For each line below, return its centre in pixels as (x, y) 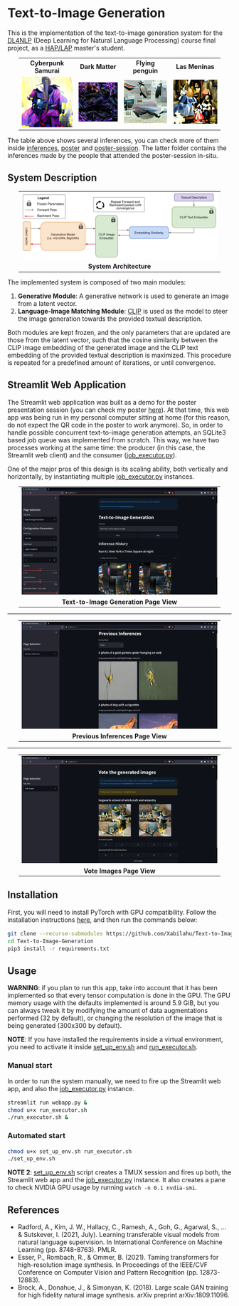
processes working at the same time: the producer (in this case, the (106, 447)
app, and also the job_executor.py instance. (71, 1088)
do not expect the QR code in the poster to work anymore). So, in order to (115, 425)
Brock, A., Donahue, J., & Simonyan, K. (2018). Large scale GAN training (123, 1288)
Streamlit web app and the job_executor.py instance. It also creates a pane (116, 1180)
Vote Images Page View (119, 871)
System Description (52, 178)
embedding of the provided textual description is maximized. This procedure (119, 355)
